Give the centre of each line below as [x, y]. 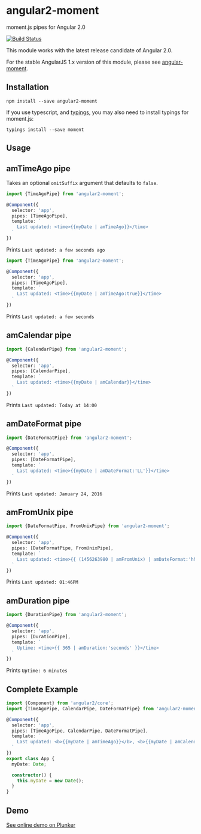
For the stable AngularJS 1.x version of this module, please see [83, 62]
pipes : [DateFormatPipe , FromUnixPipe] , [63, 548]
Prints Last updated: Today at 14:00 [52, 405]
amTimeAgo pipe [38, 168]
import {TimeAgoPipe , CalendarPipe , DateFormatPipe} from [80, 709]
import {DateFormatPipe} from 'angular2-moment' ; [69, 438]
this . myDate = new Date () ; [51, 781]
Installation [28, 87]
